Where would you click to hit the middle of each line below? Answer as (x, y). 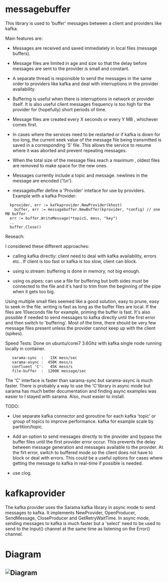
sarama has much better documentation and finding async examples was (81, 391)
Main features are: (24, 38)
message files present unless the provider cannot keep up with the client (80, 328)
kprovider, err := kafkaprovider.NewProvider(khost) (66, 205)
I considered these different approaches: (47, 246)
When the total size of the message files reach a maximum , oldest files (86, 160)
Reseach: (15, 236)
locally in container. (25, 348)
